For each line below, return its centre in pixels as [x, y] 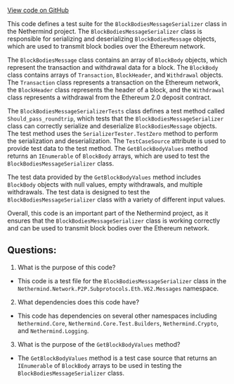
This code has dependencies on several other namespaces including [117, 316]
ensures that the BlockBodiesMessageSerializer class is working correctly [113, 221]
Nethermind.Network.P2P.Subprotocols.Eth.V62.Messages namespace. [118, 288]
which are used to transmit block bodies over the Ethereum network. [106, 46]
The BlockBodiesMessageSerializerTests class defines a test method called [116, 111]
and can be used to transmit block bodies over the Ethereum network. [108, 228]
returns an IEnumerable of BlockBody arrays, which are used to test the [109, 156]
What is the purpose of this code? [66, 267]
